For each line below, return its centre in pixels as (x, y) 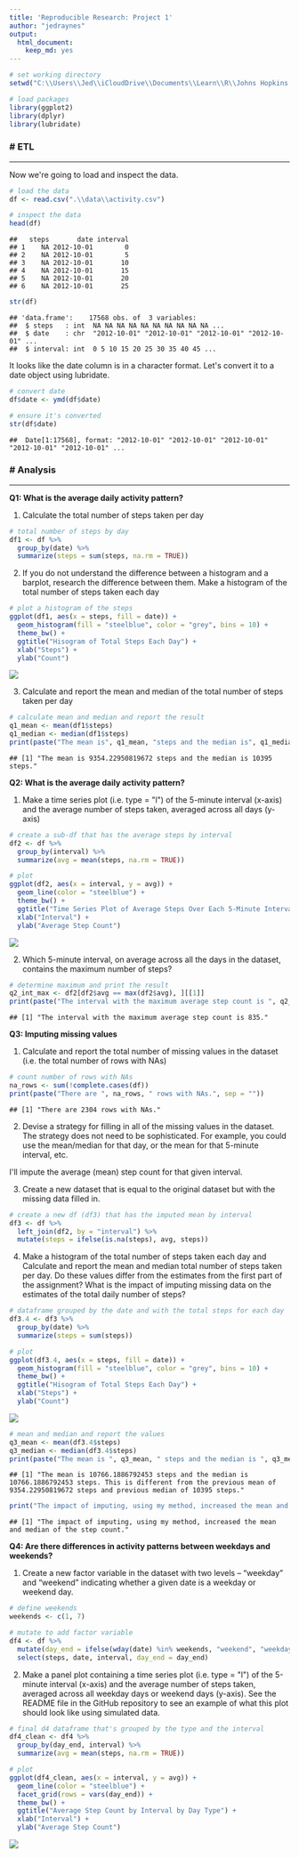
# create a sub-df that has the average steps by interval (121, 835)
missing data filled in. (61, 1199)
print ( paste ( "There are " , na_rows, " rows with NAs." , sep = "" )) (137, 1094)
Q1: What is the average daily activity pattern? (97, 497)
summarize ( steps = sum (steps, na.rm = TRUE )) (103, 556)
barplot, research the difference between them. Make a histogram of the (154, 583)
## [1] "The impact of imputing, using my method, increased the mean (143, 1523)
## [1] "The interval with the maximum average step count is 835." (139, 1018)
